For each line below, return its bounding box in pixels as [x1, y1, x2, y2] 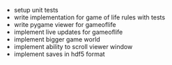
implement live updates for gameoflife [13, 28, 123, 36]
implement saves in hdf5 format [13, 50, 106, 58]
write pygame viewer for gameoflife [13, 21, 116, 28]
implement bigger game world [13, 35, 101, 44]
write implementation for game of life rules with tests [13, 13, 166, 21]
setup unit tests [13, 6, 59, 14]
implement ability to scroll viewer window [13, 43, 133, 50]
